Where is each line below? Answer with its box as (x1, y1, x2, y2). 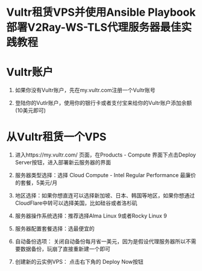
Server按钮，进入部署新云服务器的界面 (14, 159, 112, 166)
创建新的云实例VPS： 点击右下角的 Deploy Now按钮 (14, 258, 144, 266)
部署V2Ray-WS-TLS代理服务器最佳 (6, 20, 181, 34)
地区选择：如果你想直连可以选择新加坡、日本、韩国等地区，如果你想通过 (14, 192, 195, 199)
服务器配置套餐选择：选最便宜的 (14, 225, 95, 232)
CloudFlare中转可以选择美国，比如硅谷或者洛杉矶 (14, 199, 137, 207)
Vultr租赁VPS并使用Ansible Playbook (6, 5, 196, 19)
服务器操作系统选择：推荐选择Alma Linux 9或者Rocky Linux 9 (14, 212, 167, 220)
